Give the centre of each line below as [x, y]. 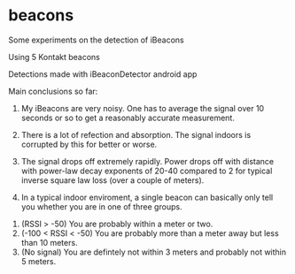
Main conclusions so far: [53, 91]
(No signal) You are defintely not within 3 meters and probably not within [154, 252]
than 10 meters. [49, 242]
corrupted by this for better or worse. [89, 144]
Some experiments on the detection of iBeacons [96, 40]
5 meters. [39, 261]
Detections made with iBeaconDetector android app [103, 74]
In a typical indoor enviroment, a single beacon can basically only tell [147, 197]
